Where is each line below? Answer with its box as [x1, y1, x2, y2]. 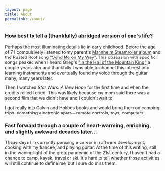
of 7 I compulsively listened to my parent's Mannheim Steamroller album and [5, 49, 161, 55]
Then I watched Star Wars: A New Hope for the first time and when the [5, 85, 149, 90]
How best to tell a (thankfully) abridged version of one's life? [5, 32, 153, 39]
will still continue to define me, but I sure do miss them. [5, 160, 117, 166]
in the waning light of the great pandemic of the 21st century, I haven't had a [5, 149, 160, 155]
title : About [5, 12, 32, 17]
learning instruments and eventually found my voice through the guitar [5, 70, 148, 76]
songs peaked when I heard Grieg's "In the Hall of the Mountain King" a [5, 59, 150, 65]
